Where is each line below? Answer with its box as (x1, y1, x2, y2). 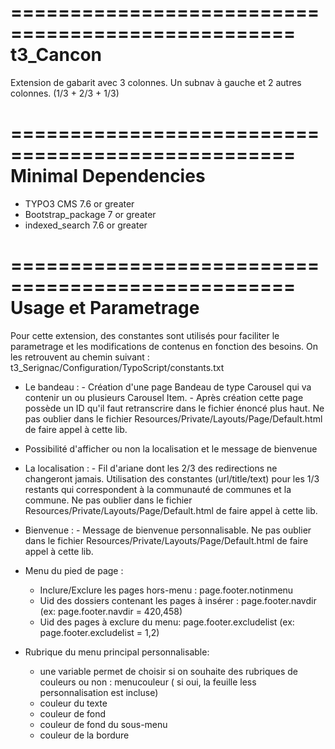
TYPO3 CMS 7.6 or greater (24, 197, 135, 210)
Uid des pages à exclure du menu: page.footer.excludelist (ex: (39, 616, 295, 628)
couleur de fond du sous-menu (39, 718, 168, 730)
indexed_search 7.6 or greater (24, 219, 148, 231)
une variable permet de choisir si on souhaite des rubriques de (39, 665, 299, 677)
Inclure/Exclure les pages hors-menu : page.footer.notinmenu (39, 584, 294, 596)
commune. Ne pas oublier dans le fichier (24, 494, 193, 506)
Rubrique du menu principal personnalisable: (24, 646, 210, 658)
